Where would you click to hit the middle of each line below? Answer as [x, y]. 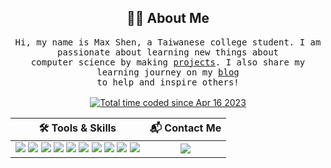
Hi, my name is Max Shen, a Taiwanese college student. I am [168, 42]
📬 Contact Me [185, 128]
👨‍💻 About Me [168, 18]
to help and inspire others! [168, 82]
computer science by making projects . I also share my [168, 62]
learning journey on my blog [168, 72]
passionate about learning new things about [167, 52]
